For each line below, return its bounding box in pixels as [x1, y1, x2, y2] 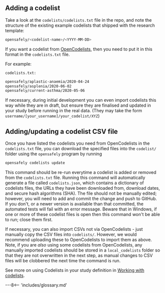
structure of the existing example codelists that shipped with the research [5, 22, 155, 28]
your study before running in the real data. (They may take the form [5, 108, 142, 114]
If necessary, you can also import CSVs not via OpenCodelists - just [5, 226, 143, 232]
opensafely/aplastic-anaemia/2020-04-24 [5, 79, 90, 84]
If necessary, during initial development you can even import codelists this [5, 97, 157, 103]
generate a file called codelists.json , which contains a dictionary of [5, 180, 144, 186]
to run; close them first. [5, 217, 53, 222]
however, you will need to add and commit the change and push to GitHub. [5, 196, 157, 202]
